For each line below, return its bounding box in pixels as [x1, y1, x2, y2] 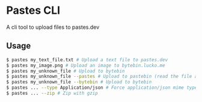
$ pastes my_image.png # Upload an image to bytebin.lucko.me [6, 62, 165, 68]
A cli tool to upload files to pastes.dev [6, 23, 100, 31]
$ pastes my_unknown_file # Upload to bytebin [6, 68, 125, 74]
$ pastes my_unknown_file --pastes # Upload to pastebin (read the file [6, 73, 192, 80]
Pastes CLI [6, 4, 61, 17]
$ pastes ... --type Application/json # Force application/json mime [6, 85, 185, 91]
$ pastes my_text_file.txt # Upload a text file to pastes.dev [6, 56, 168, 63]
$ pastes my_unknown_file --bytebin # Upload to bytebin [6, 79, 152, 85]
